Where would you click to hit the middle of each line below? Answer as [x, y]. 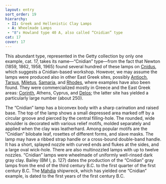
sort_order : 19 [21, 14]
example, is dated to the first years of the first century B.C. [65, 176]
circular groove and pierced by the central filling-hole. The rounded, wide [80, 118]
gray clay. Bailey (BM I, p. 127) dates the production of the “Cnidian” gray [80, 160]
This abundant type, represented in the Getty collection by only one [74, 56]
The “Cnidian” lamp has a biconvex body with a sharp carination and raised [82, 107]
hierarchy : [16, 19]
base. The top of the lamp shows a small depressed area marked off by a [80, 113]
